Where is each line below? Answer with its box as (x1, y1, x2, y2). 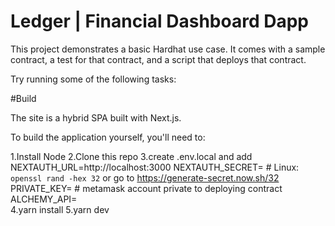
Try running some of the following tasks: (10, 73, 177, 85)
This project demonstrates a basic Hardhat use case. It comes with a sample (10, 43, 326, 55)
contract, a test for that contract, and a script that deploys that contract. (10, 53, 307, 65)
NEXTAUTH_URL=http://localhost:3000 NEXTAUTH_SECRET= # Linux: (10, 161, 300, 173)
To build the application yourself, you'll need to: (10, 131, 206, 143)
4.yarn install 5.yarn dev (10, 203, 110, 215)
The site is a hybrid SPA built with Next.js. (10, 111, 182, 124)
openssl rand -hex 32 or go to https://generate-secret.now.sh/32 (10, 171, 280, 184)
